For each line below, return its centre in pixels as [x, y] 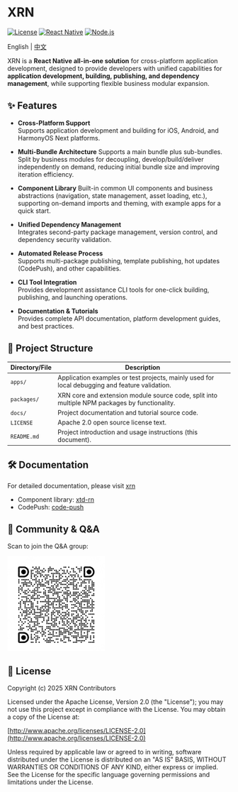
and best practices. [46, 326]
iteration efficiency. [46, 174]
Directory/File [31, 368]
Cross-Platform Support [54, 123]
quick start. [34, 211]
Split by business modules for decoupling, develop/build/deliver [110, 159]
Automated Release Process [60, 253]
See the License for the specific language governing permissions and [109, 775]
